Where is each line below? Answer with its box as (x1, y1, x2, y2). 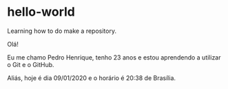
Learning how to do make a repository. (7, 27, 117, 35)
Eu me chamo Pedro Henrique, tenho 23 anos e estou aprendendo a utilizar (7, 53, 221, 62)
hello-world (7, 4, 76, 20)
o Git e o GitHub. (7, 60, 54, 68)
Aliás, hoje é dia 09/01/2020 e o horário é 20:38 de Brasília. (7, 73, 176, 82)
